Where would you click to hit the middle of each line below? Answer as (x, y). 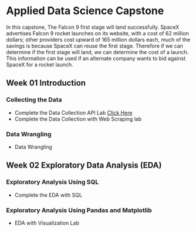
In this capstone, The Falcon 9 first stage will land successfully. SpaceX (93, 27)
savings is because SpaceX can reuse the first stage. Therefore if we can (95, 46)
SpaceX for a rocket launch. (40, 64)
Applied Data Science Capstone (85, 11)
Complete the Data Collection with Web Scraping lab (78, 119)
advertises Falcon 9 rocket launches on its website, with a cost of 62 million (98, 33)
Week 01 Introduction (46, 83)
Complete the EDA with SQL (48, 195)
